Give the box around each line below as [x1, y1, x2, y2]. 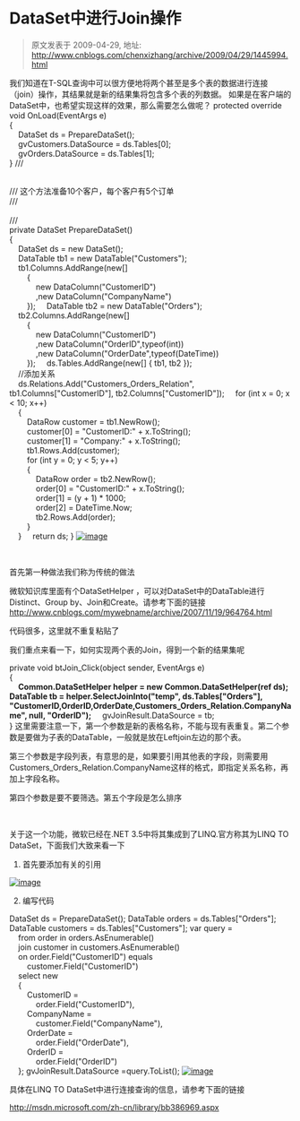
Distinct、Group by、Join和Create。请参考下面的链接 [9, 597, 206, 608]
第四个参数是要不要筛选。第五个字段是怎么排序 [9, 792, 182, 803]
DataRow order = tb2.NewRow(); [35, 473, 157, 484]
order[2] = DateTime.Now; [35, 502, 133, 513]
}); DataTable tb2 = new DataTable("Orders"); [26, 300, 203, 311]
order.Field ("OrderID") [35, 1056, 118, 1066]
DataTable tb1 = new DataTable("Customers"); [17, 253, 188, 263]
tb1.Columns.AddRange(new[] [17, 262, 128, 273]
